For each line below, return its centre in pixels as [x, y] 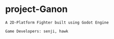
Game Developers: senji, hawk [37, 31]
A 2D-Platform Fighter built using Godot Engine [57, 22]
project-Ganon [36, 9]
